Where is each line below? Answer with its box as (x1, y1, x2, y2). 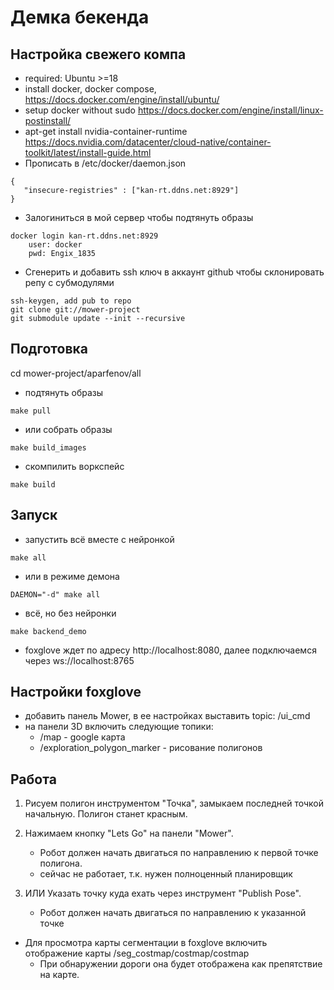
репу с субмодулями (24, 277, 115, 288)
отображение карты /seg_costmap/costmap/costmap (24, 947, 250, 960)
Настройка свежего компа (10, 46, 187, 63)
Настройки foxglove (10, 684, 142, 701)
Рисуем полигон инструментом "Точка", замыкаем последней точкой (24, 797, 325, 810)
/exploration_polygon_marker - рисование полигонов (39, 742, 263, 754)
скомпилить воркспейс (24, 460, 125, 472)
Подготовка (10, 341, 88, 358)
